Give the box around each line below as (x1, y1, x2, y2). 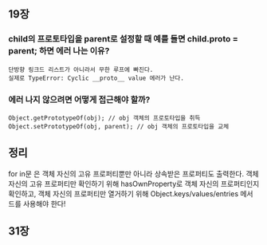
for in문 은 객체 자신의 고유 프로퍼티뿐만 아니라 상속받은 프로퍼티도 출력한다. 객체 (8, 168, 259, 178)
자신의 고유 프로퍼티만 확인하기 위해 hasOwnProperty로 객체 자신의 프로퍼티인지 (8, 179, 260, 188)
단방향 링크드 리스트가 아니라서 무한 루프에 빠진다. (8, 65, 154, 73)
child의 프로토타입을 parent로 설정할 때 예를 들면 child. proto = (8, 34, 238, 45)
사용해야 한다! (22, 199, 66, 208)
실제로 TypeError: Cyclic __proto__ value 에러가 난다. (8, 74, 185, 82)
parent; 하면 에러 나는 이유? (8, 45, 110, 57)
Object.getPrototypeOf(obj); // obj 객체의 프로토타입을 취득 (8, 114, 201, 122)
